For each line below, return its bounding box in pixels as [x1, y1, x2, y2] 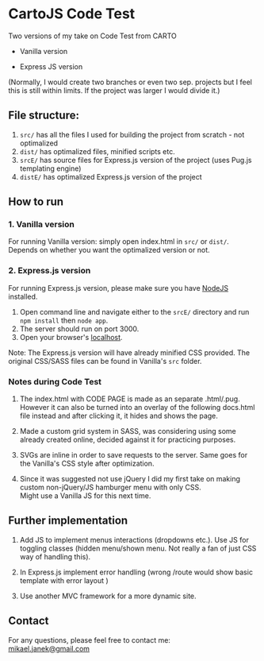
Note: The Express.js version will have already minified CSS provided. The [8, 347, 251, 358]
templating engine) [19, 164, 82, 173]
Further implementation [8, 514, 128, 528]
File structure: [8, 109, 79, 122]
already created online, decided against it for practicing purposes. [19, 435, 236, 445]
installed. [8, 292, 38, 301]
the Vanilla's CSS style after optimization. [19, 458, 155, 469]
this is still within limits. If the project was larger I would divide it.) [8, 85, 220, 95]
